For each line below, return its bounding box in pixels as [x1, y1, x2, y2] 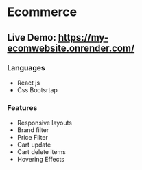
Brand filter [16, 126, 49, 134]
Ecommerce [7, 4, 78, 20]
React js [16, 78, 40, 87]
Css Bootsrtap [16, 85, 58, 94]
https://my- [58, 32, 108, 43]
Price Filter [16, 134, 48, 142]
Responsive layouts [16, 118, 73, 127]
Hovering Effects [16, 156, 65, 164]
